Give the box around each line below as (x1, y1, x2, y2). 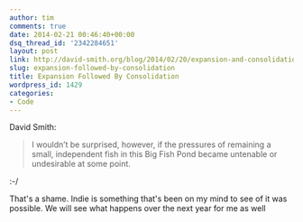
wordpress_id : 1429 (9, 80, 83, 89)
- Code (9, 97, 34, 106)
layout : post (9, 47, 59, 56)
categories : (9, 88, 54, 97)
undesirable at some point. (31, 159, 131, 170)
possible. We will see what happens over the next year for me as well (9, 203, 266, 214)
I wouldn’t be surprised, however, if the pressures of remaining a (31, 139, 272, 150)
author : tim (9, 13, 54, 23)
